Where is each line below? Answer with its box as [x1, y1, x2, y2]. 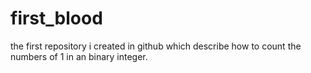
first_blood [10, 7, 103, 30]
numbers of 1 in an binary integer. [10, 50, 148, 62]
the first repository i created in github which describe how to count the [10, 40, 302, 52]
